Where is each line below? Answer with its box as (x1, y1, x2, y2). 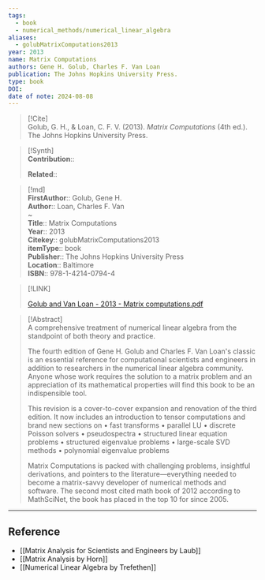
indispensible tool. (27, 388, 88, 399)
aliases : (8, 33, 37, 42)
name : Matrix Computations (8, 56, 97, 64)
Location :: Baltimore (27, 260, 95, 270)
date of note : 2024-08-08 (8, 92, 93, 100)
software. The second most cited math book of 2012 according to (27, 486, 241, 496)
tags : (8, 11, 26, 20)
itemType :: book (27, 244, 81, 253)
